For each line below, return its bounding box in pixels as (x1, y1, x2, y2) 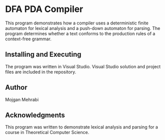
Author (5, 83, 27, 92)
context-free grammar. (5, 36, 52, 42)
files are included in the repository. (5, 69, 77, 75)
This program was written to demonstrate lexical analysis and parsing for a (5, 124, 158, 130)
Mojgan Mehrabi (5, 96, 39, 103)
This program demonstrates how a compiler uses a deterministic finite (5, 20, 149, 26)
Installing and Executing (5, 50, 82, 59)
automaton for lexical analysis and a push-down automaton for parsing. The (5, 25, 161, 31)
